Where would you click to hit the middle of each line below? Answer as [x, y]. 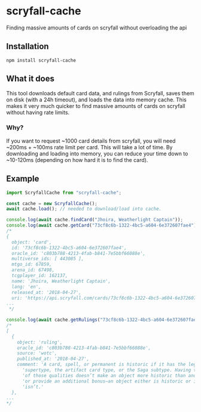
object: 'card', [32, 242]
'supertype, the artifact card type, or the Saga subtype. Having [106, 370]
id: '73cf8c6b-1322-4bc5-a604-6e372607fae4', [69, 248]
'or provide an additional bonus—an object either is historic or [106, 381]
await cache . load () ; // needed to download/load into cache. [84, 209]
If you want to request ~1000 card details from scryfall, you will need [91, 141]
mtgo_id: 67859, [32, 264]
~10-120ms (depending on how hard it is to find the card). [77, 160]
